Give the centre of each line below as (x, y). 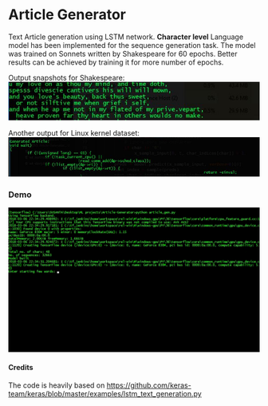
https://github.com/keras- (149, 385)
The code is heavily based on (57, 385)
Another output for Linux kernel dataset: (74, 132)
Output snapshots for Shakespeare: (67, 77)
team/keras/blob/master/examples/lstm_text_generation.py (105, 394)
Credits (21, 368)
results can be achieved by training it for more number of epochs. (116, 62)
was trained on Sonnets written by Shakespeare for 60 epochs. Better (123, 53)
